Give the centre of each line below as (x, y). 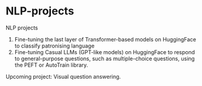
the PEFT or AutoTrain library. (51, 65)
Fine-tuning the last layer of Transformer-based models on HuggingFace (105, 39)
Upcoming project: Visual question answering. (63, 76)
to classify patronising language (54, 46)
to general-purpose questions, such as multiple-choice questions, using (105, 58)
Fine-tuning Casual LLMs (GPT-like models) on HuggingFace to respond (105, 52)
